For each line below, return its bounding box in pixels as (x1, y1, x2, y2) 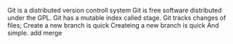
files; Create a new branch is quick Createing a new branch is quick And (7, 21, 219, 29)
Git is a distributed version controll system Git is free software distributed (7, 6, 222, 14)
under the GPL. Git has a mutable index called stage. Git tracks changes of (7, 13, 227, 22)
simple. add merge (7, 28, 63, 37)
